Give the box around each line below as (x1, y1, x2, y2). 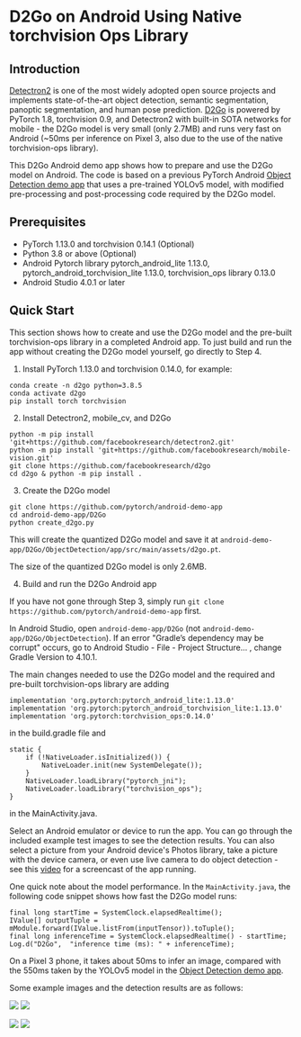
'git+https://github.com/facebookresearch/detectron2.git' (9, 437, 235, 446)
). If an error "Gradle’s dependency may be (105, 632, 264, 643)
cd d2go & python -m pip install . (9, 469, 143, 478)
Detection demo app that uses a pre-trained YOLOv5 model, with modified (9, 179, 285, 190)
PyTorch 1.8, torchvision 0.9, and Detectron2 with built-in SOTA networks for (9, 114, 292, 124)
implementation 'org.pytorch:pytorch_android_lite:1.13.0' (9, 696, 235, 705)
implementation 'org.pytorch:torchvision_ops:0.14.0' (9, 711, 216, 721)
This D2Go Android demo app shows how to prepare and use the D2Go (9, 160, 274, 170)
